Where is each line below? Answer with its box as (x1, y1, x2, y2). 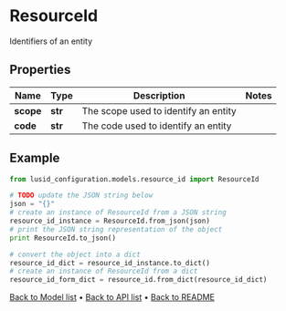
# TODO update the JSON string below (9, 191, 154, 201)
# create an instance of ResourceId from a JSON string (9, 208, 227, 217)
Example (9, 150, 60, 166)
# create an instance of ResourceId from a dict (9, 266, 198, 276)
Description (132, 88, 185, 101)
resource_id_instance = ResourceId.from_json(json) (9, 216, 210, 226)
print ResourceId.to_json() (9, 233, 117, 243)
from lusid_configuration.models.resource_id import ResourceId (9, 174, 260, 183)
